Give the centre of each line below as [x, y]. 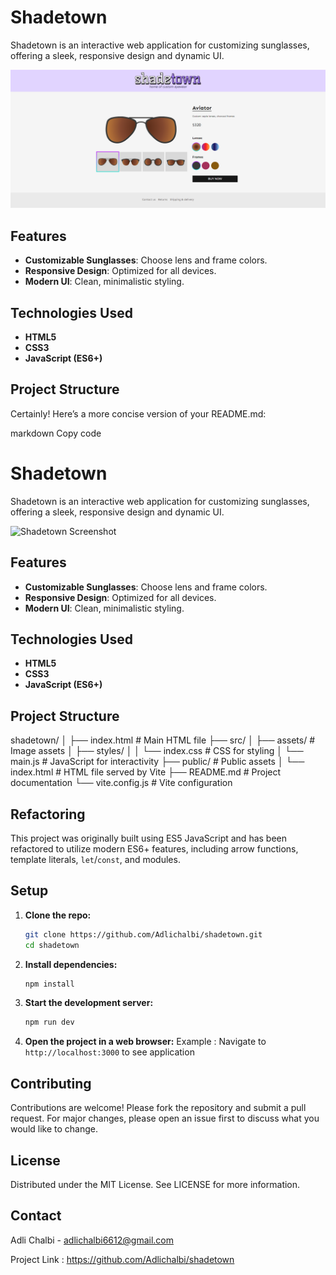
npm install [49, 984]
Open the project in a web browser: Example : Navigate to [145, 1042]
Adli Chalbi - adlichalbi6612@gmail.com [92, 1240]
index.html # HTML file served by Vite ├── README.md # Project [146, 772]
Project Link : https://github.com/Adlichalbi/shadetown [122, 1259]
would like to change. [54, 1129]
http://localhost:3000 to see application [109, 1052]
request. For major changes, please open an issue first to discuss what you [165, 1118]
